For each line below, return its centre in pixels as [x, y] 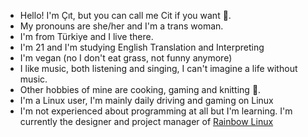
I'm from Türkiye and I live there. [86, 36]
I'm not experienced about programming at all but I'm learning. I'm [156, 111]
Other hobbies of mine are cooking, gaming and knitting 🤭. [140, 89]
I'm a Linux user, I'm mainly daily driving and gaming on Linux [146, 100]
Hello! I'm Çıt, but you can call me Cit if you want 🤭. [125, 15]
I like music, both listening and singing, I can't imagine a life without [158, 68]
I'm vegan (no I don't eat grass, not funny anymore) [126, 58]
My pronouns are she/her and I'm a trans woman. [121, 26]
